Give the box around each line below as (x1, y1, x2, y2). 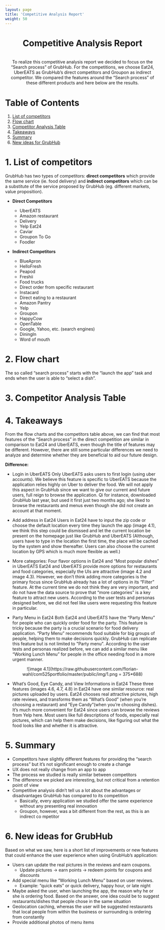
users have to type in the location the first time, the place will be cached (12, 538, 159, 544)
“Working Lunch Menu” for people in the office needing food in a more (12, 651, 155, 657)
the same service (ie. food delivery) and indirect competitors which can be (5, 178, 158, 184)
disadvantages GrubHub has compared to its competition (12, 793, 129, 799)
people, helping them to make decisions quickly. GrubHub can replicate (12, 635, 157, 642)
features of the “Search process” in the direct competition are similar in (5, 436, 149, 443)
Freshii (19, 274, 33, 280)
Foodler (19, 239, 35, 245)
